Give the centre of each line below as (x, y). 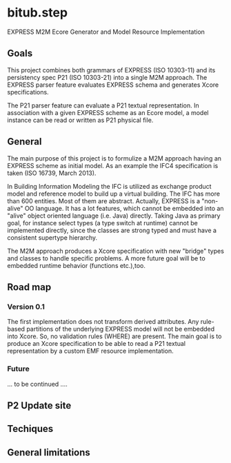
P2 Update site (39, 405)
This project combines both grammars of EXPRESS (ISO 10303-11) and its (111, 70)
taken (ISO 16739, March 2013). (52, 173)
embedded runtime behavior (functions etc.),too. (77, 265)
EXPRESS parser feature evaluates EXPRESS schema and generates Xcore (113, 85)
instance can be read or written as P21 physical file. (80, 120)
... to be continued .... (37, 384)
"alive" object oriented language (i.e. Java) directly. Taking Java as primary (114, 216)
